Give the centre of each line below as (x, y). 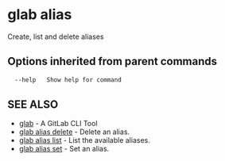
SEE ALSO (33, 105)
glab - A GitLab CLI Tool (58, 124)
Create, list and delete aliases (56, 36)
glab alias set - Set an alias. (64, 149)
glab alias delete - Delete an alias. (74, 132)
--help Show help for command (68, 80)
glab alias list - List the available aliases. (84, 140)
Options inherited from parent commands (112, 61)
